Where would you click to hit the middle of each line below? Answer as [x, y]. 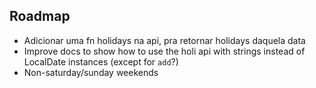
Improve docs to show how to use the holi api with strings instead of [164, 51]
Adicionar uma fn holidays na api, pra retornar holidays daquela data [164, 40]
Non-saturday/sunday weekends [91, 72]
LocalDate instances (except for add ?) [101, 61]
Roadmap [40, 16]
